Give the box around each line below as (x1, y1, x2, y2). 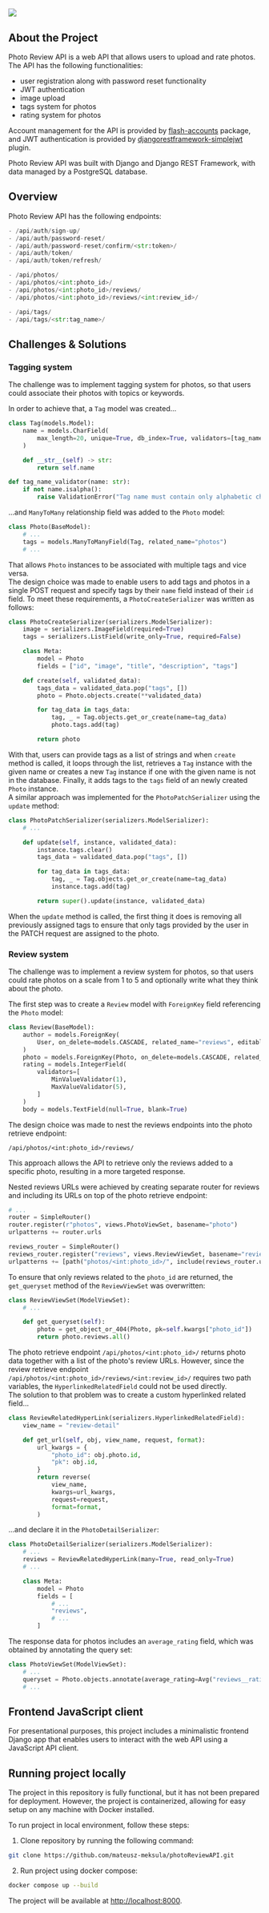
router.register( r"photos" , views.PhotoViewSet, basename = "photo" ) (8, 1221, 239, 1229)
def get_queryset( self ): (22, 1318, 106, 1326)
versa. (8, 568, 30, 578)
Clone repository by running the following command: (19, 1836, 194, 1846)
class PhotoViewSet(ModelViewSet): (8, 1661, 127, 1669)
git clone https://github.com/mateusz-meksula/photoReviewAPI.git (8, 1851, 235, 1859)
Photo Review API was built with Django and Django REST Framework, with (8, 159, 256, 167)
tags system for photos (19, 102, 97, 111)
